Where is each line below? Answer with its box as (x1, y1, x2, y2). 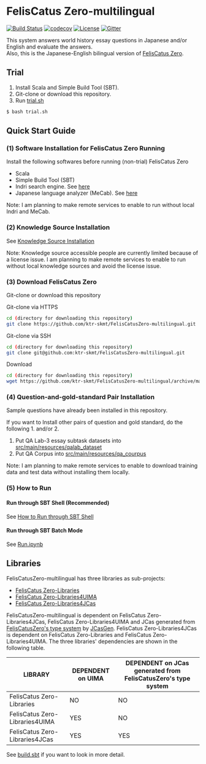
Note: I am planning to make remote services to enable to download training (6, 462, 198, 469)
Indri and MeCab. (6, 208, 50, 216)
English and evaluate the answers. (6, 43, 93, 50)
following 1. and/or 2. (6, 425, 59, 432)
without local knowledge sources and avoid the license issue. (6, 262, 161, 270)
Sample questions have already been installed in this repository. (6, 407, 167, 414)
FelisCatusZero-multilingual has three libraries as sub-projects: (6, 574, 166, 582)
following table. (6, 644, 45, 652)
